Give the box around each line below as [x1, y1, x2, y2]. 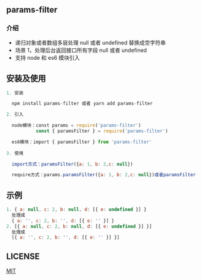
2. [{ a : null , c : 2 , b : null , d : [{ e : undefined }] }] [6, 223, 152, 229]
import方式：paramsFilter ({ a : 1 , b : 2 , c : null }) [11, 161, 134, 167]
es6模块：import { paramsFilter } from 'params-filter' [11, 139, 152, 145]
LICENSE [6, 251, 40, 261]
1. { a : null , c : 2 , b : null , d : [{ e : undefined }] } [6, 206, 147, 213]
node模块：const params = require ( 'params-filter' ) [11, 122, 141, 129]
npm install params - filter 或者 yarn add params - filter [11, 101, 153, 107]
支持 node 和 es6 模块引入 [14, 54, 80, 61]
